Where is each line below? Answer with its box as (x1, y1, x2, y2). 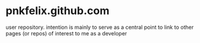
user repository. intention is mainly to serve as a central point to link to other (5, 24, 194, 31)
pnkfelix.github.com (5, 4, 109, 18)
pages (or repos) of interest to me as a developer (5, 29, 127, 37)
